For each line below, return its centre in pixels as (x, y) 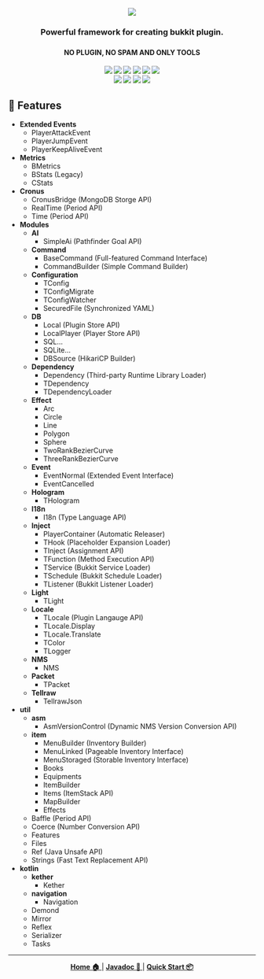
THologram (61, 501)
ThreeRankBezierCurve (81, 459)
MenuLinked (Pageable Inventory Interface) (114, 752)
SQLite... (57, 350)
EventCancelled (68, 484)
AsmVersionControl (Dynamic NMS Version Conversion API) (140, 726)
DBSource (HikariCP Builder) (89, 359)
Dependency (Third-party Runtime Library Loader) (125, 375)
